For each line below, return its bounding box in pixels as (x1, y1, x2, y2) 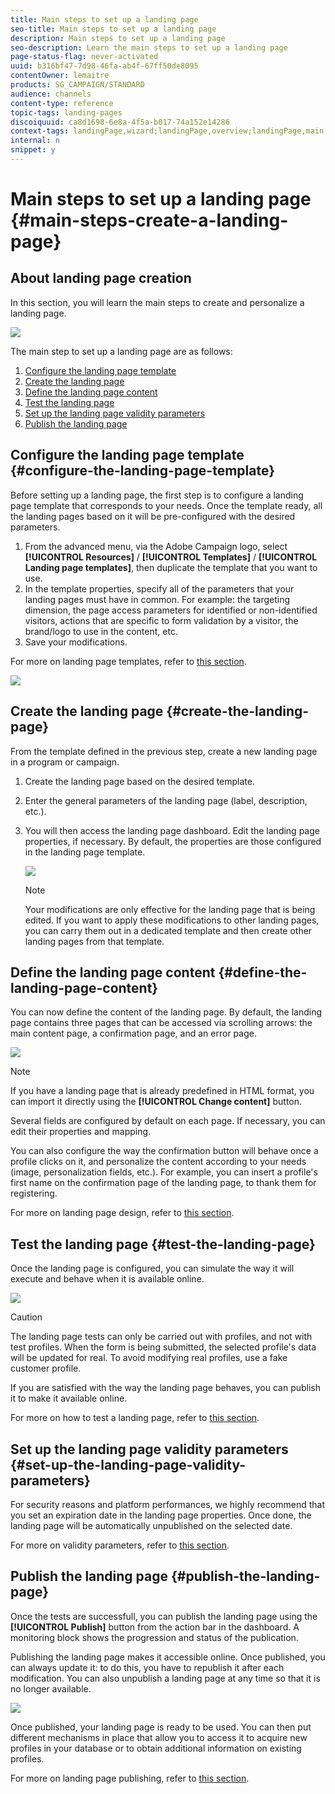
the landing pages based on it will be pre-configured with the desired (10, 510, 296, 522)
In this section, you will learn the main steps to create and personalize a (10, 296, 305, 308)
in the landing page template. (24, 846, 146, 858)
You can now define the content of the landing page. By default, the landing (10, 1006, 323, 1018)
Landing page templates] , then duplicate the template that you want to (24, 561, 318, 573)
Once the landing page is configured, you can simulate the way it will (10, 1262, 295, 1275)
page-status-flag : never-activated (10, 52, 159, 62)
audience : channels (10, 89, 92, 99)
